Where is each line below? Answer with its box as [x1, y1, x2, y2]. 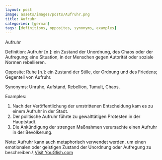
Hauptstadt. [12, 119, 37, 125]
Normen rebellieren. [5, 59, 46, 65]
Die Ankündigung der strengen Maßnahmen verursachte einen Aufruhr [12, 124, 158, 130]
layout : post [5, 7, 32, 12]
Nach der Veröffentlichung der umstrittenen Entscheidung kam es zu [12, 103, 153, 109]
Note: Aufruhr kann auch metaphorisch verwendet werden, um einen [5, 139, 146, 145]
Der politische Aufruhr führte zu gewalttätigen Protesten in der [12, 113, 141, 119]
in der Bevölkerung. [12, 129, 53, 135]
